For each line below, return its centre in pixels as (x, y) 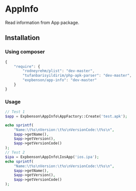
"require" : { (27, 66)
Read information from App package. (42, 22)
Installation (22, 38)
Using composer (25, 52)
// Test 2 (15, 152)
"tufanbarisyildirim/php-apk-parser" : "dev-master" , (77, 76)
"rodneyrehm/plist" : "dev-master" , (59, 71)
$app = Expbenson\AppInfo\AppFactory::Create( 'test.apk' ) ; (66, 116)
